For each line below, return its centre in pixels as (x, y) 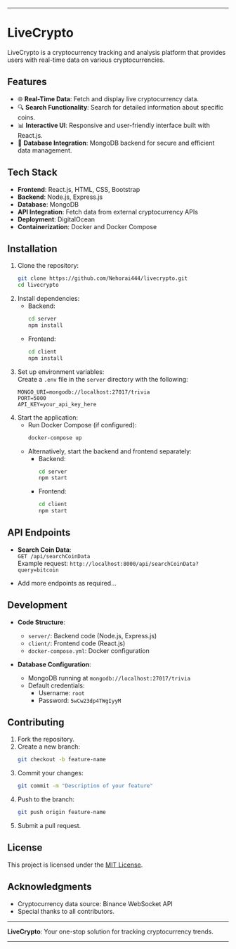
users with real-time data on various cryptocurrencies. (86, 60)
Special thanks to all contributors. (66, 911)
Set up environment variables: (61, 372)
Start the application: (48, 417)
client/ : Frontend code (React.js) (77, 643)
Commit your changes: (50, 773)
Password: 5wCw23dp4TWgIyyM (80, 700)
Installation (32, 248)
